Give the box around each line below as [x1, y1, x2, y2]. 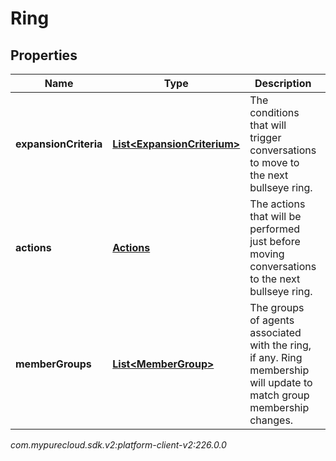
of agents [249, 313, 295, 327]
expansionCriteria [15, 137, 103, 151]
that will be [249, 210, 302, 223]
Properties [10, 47, 78, 64]
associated [249, 326, 302, 339]
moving [249, 247, 285, 261]
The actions [249, 197, 306, 211]
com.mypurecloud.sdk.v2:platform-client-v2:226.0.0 [10, 439, 227, 451]
